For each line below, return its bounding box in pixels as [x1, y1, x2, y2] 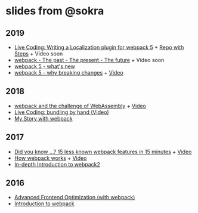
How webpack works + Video [14, 154, 87, 162]
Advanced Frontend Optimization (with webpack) [14, 194, 135, 201]
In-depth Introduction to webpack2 [14, 160, 101, 168]
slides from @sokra [5, 4, 104, 18]
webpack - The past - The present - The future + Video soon [14, 57, 165, 63]
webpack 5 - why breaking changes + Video [14, 69, 123, 76]
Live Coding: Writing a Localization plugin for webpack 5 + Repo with [14, 44, 184, 51]
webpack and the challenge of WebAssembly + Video [14, 102, 147, 109]
